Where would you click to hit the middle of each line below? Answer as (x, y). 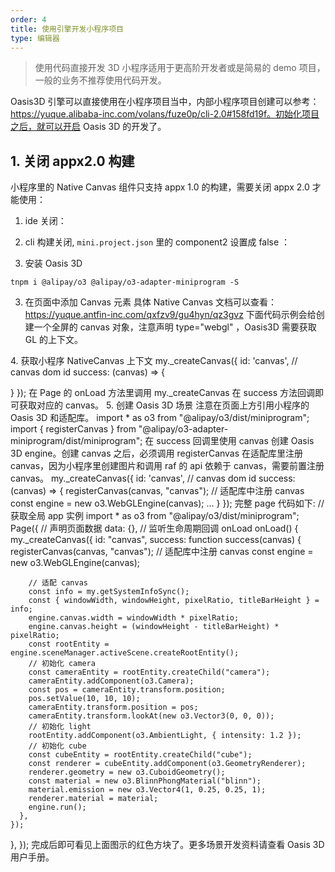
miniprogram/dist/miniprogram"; (76, 441)
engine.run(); (57, 807)
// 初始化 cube (57, 746)
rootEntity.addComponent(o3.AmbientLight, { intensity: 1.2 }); (165, 736)
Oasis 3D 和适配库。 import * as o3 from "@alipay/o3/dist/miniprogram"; (160, 418)
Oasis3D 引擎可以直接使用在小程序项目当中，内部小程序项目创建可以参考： (165, 102)
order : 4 (28, 19)
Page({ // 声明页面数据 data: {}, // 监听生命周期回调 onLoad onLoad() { (154, 528)
